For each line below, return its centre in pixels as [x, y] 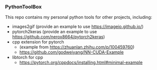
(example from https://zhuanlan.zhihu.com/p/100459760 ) [77, 47]
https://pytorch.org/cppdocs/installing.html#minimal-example [81, 63]
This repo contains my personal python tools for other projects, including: [78, 17]
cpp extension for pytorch [38, 42]
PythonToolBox [24, 7]
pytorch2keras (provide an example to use [54, 32]
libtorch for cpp [27, 57]
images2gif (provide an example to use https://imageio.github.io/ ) [78, 27]
